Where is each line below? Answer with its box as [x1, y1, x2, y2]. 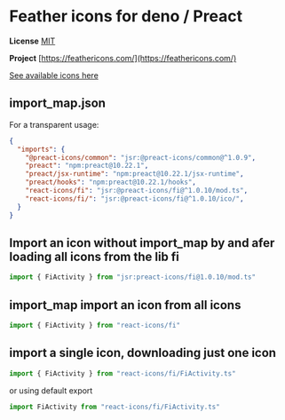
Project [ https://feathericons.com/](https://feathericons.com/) [9, 52, 237, 63]
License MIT [9, 36, 56, 46]
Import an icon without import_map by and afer [9, 235, 275, 250]
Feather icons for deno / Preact [9, 6, 242, 27]
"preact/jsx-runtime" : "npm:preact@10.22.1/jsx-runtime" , [25, 170, 244, 178]
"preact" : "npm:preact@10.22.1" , [25, 162, 149, 170]
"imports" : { [17, 145, 66, 154]
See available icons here [9, 69, 99, 81]
